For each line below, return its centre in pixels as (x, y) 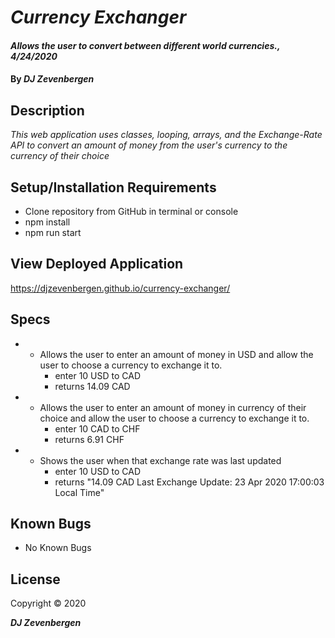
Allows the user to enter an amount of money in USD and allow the (176, 354)
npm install (47, 222)
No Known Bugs (58, 548)
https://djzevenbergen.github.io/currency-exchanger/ (120, 288)
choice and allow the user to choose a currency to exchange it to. (174, 418)
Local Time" (79, 492)
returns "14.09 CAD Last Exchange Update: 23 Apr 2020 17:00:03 (189, 482)
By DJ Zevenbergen (52, 79)
